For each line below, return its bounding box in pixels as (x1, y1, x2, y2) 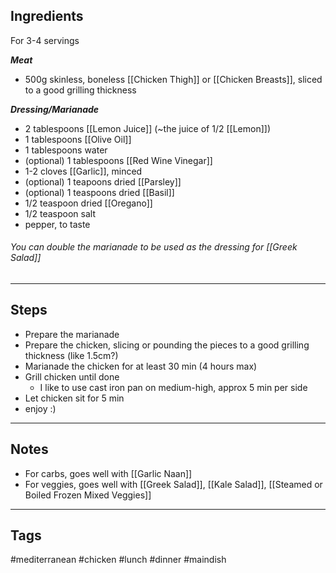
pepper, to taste (24, 218, 91, 230)
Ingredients (10, 8, 84, 25)
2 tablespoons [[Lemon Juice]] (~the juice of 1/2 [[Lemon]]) (24, 122, 271, 134)
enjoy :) (24, 402, 57, 414)
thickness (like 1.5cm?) (24, 349, 119, 361)
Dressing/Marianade (10, 103, 100, 115)
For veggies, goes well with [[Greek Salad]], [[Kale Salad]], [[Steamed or (24, 478, 323, 490)
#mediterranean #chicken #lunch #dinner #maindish (10, 554, 227, 566)
